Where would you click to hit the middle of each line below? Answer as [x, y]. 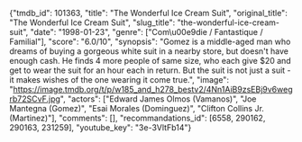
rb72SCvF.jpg [35, 99]
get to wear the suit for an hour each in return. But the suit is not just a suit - [150, 70]
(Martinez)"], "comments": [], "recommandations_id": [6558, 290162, [137, 118]
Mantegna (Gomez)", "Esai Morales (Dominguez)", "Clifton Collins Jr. [137, 108]
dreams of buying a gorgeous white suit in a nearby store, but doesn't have [149, 51]
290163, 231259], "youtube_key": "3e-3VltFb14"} [101, 128]
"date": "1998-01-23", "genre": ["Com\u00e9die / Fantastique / [146, 32]
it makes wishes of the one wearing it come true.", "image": [119, 80]
